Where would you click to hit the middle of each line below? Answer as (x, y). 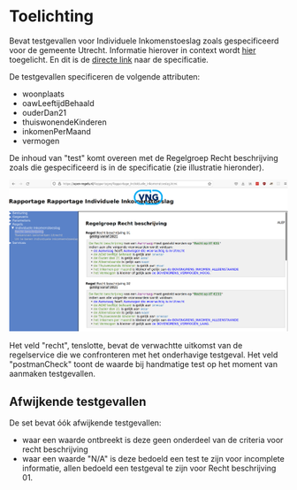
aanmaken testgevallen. (52, 374)
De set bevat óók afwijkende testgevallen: (85, 423)
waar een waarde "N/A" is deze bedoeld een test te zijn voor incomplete (153, 459)
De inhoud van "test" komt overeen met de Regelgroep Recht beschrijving (144, 157)
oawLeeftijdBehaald (58, 103)
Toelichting (52, 16)
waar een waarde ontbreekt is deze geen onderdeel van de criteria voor (152, 440)
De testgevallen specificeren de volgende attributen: (105, 76)
